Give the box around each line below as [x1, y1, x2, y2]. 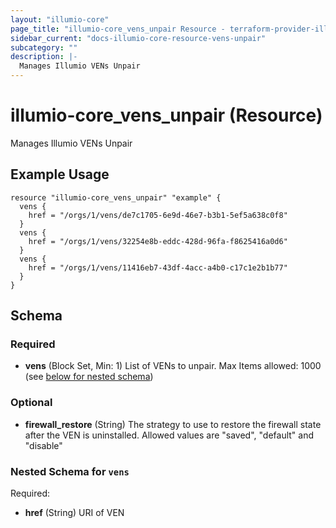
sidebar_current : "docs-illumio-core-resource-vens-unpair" [10, 33, 267, 43]
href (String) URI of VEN [24, 507, 125, 519]
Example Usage [10, 166, 110, 183]
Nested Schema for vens [10, 464, 130, 478]
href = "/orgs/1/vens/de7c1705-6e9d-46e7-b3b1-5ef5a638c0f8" [28, 210, 288, 220]
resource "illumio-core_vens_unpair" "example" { [10, 192, 222, 203]
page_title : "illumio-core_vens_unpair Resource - [10, 24, 226, 34]
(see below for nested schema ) [24, 371, 154, 383]
